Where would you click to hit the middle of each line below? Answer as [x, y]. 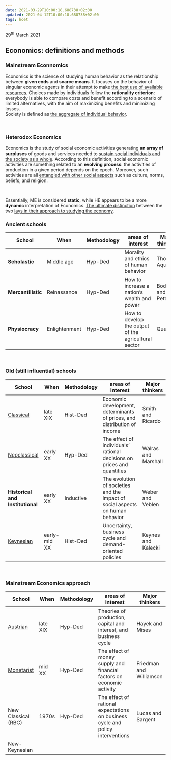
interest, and [113, 630]
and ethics [137, 259]
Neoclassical [23, 454]
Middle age [60, 262]
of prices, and [119, 418]
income [111, 431]
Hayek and [149, 623]
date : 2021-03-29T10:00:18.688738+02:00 [49, 10]
